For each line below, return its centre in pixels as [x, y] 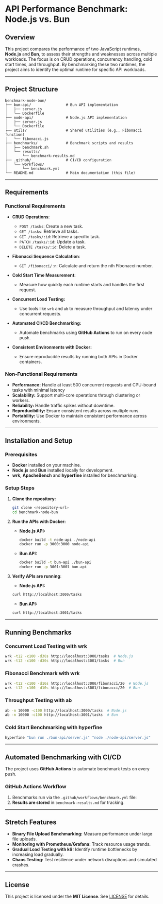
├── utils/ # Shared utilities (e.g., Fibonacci [73, 130]
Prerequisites [21, 454]
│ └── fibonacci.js [27, 139]
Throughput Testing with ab [39, 700]
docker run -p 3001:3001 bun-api [53, 567]
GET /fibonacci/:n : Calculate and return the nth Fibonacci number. [86, 265]
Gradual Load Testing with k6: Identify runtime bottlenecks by [74, 850]
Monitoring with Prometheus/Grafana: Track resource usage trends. [81, 844]
